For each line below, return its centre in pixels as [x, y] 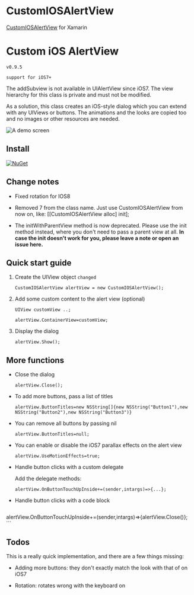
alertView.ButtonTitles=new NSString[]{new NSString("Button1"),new [101, 407]
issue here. [29, 244]
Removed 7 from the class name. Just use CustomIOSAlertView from [99, 207]
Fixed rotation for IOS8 [42, 196]
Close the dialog [35, 375]
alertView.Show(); [37, 342]
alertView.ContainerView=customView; [61, 320]
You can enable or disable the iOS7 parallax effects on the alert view [98, 445]
